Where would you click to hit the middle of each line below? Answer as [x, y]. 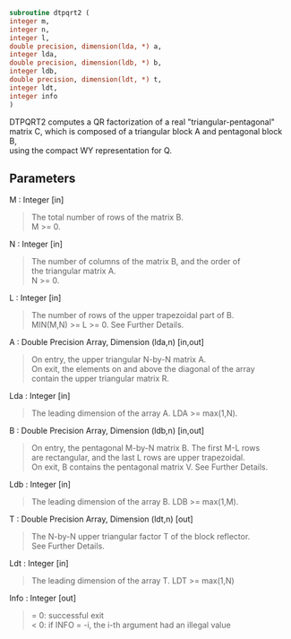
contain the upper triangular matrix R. [100, 379]
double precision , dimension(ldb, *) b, [86, 63]
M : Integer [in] [37, 200]
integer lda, [34, 55]
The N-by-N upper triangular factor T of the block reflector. [141, 537]
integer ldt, [34, 88]
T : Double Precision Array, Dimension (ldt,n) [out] [102, 519]
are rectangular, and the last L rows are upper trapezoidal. [138, 458]
